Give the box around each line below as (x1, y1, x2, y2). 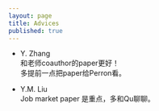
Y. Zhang (19, 49, 51, 59)
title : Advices (8, 19, 60, 27)
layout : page (8, 11, 52, 20)
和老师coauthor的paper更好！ (19, 58, 119, 68)
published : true (8, 27, 63, 35)
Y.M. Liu (19, 84, 48, 94)
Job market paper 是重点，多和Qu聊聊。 (19, 94, 155, 104)
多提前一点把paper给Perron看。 (19, 68, 127, 78)
